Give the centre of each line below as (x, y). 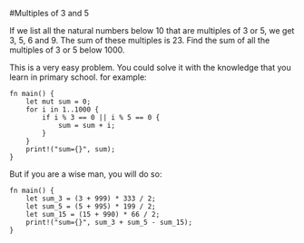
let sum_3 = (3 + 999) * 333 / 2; (91, 199)
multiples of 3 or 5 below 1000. (67, 50)
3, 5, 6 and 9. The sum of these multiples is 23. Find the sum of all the (140, 40)
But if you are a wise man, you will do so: (86, 174)
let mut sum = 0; (59, 102)
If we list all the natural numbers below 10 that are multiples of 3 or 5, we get (152, 30)
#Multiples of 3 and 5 (49, 13)
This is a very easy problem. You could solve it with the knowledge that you (151, 68)
